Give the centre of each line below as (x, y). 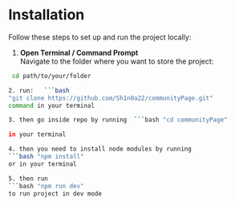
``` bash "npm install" (46, 157)
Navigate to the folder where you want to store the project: (117, 61)
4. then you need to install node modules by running (100, 149)
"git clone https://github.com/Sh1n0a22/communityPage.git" (111, 98)
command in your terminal (51, 105)
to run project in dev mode (55, 194)
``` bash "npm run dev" (46, 186)
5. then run (28, 179)
